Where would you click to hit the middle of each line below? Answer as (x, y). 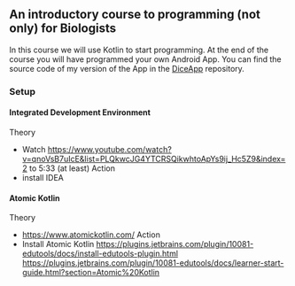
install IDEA (43, 177)
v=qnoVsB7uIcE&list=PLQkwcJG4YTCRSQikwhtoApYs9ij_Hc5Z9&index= (154, 158)
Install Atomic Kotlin (58, 244)
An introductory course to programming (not (135, 15)
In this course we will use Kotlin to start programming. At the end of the (139, 50)
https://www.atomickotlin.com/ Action (91, 235)
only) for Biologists (63, 29)
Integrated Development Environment (80, 112)
